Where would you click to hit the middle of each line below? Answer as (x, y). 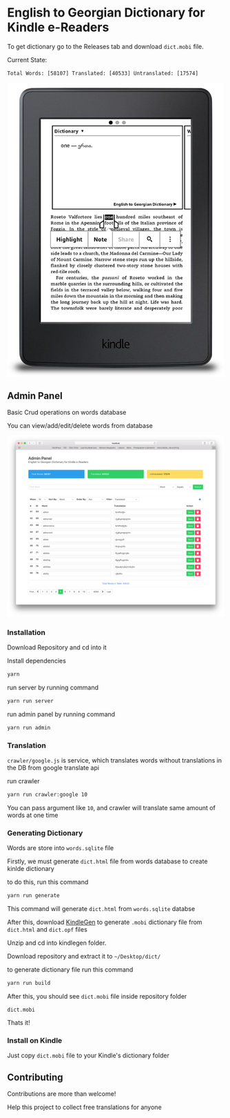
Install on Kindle (35, 1040)
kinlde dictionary (31, 869)
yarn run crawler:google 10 (48, 794)
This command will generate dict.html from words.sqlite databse (101, 909)
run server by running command (53, 687)
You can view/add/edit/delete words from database (80, 426)
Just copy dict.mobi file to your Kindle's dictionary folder (88, 1056)
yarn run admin (29, 727)
